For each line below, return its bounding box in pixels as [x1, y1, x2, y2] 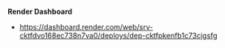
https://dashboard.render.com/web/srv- [19, 22, 154, 31]
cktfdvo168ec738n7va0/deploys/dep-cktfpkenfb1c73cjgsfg [19, 31, 218, 40]
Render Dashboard [7, 7, 72, 16]
